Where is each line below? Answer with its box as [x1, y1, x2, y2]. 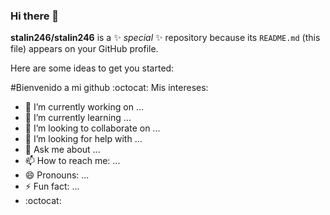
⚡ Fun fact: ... [24, 180, 80, 193]
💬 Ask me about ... [24, 144, 101, 156]
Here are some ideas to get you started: [10, 62, 175, 74]
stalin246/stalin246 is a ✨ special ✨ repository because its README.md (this [10, 32, 321, 44]
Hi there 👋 [10, 9, 60, 23]
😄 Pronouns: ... [24, 169, 90, 181]
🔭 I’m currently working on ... [24, 101, 144, 113]
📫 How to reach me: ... [24, 155, 121, 167]
